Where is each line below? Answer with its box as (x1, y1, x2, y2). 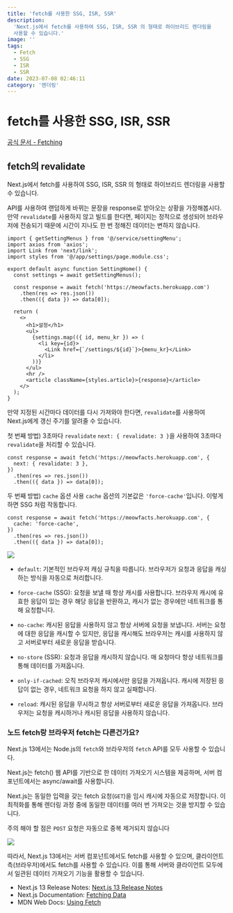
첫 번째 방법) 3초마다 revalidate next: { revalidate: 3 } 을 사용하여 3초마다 (7, 431, 222, 440)
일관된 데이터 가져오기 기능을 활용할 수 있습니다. (14, 869, 145, 878)
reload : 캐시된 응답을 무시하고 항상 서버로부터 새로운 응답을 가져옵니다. (17, 700, 211, 708)
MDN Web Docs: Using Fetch (17, 898, 102, 907)
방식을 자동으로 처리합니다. (30, 574, 103, 582)
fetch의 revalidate (7, 160, 86, 172)
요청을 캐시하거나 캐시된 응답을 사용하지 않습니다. (35, 709, 170, 716)
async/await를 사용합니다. (42, 777, 115, 785)
